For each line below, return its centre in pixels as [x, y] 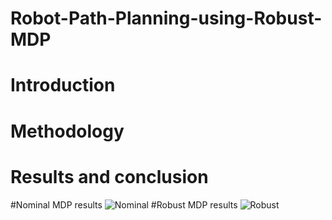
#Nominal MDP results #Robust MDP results [124, 204]
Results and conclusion [109, 176]
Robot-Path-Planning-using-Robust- [166, 18]
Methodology [67, 131]
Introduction [63, 85]
